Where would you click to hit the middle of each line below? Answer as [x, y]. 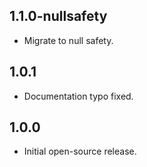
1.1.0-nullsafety [58, 16]
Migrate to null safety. [68, 40]
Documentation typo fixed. [78, 96]
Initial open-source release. [80, 151]
